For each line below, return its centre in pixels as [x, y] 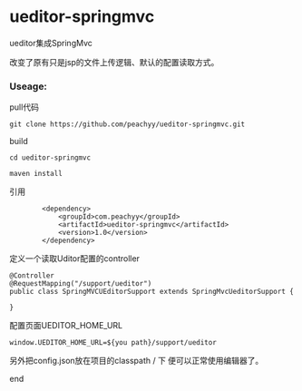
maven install [36, 174]
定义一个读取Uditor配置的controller [75, 259]
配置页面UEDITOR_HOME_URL [66, 326]
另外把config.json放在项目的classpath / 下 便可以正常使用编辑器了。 [136, 361]
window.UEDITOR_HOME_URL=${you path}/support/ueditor [113, 343]
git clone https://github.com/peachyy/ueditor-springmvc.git [127, 124]
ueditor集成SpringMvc [51, 43]
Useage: [29, 86]
